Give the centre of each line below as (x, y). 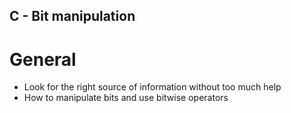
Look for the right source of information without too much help (152, 87)
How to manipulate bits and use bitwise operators (126, 98)
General (43, 59)
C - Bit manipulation (72, 16)
